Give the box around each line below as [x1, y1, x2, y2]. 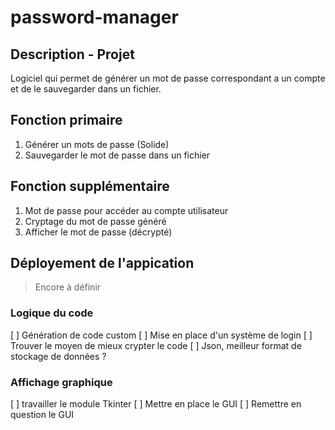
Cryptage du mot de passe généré [24, 215, 167, 227]
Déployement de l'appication [10, 255, 195, 272]
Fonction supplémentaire [10, 178, 170, 195]
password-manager [10, 6, 179, 29]
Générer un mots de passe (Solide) [24, 138, 170, 150]
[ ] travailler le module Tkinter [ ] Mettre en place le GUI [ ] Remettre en [10, 398, 302, 410]
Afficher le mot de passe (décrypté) [24, 226, 173, 238]
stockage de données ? [10, 350, 107, 362]
